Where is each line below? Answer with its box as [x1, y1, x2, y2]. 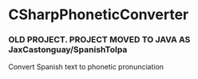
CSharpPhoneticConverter [8, 6, 189, 24]
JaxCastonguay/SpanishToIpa [8, 44, 128, 55]
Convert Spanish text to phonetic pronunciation [8, 62, 164, 72]
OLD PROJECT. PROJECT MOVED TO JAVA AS [8, 34, 191, 45]
